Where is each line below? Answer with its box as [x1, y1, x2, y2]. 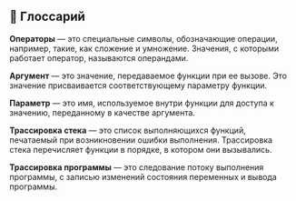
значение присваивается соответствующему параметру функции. [9, 79, 268, 91]
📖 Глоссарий [9, 9, 86, 25]
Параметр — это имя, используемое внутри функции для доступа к [9, 97, 275, 108]
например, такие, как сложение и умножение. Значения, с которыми [9, 43, 280, 54]
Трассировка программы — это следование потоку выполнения [9, 161, 264, 173]
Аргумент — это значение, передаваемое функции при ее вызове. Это [9, 70, 288, 81]
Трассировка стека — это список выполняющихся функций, [9, 125, 247, 136]
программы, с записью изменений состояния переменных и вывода [9, 171, 277, 182]
